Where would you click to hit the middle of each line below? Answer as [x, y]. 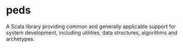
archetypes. [20, 39]
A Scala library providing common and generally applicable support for [91, 26]
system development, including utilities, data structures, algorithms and [92, 32]
